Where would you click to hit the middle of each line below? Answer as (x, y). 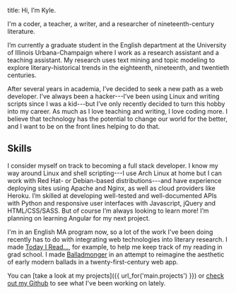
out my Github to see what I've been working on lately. (87, 283)
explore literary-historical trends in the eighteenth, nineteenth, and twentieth (118, 67)
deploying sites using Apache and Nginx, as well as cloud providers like (111, 188)
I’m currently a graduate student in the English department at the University (117, 45)
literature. (21, 31)
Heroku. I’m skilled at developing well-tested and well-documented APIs (112, 195)
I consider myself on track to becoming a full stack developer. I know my (113, 165)
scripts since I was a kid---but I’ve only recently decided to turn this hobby (116, 104)
